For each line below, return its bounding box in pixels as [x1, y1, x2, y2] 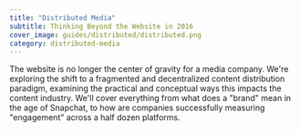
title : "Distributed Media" [9, 13, 117, 23]
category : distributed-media [9, 38, 120, 48]
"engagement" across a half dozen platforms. [9, 112, 181, 123]
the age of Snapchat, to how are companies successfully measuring [9, 102, 265, 114]
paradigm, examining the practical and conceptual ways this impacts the [9, 83, 282, 94]
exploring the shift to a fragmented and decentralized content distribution [9, 74, 285, 85]
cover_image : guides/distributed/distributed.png [9, 30, 202, 39]
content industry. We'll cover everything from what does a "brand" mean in [9, 93, 292, 104]
